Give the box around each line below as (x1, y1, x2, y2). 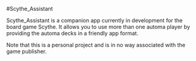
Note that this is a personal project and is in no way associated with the (6, 42, 186, 48)
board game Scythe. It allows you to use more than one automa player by (6, 24, 191, 30)
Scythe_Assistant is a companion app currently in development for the (6, 17, 183, 24)
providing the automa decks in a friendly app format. (6, 30, 139, 37)
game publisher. (6, 48, 47, 55)
